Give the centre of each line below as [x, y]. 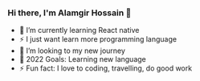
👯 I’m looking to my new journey [72, 51]
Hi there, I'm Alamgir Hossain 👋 [69, 13]
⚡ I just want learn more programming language [98, 39]
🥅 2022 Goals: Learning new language [82, 59]
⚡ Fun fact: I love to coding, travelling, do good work [106, 68]
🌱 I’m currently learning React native [79, 30]
